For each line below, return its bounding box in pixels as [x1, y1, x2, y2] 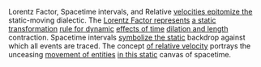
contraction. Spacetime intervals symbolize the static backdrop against [8, 32, 246, 42]
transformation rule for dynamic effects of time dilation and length [8, 24, 229, 33]
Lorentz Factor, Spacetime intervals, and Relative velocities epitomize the [8, 7, 253, 16]
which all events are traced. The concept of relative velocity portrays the [8, 41, 251, 51]
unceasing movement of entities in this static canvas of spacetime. [8, 50, 232, 59]
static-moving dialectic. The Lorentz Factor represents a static [8, 15, 216, 25]
